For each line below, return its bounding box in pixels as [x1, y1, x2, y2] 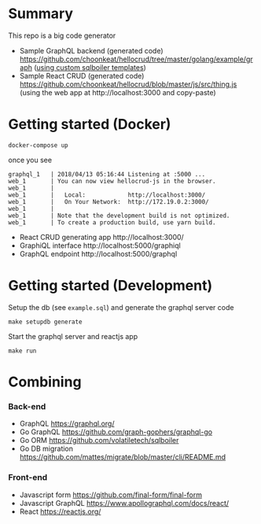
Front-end [8, 472, 48, 483]
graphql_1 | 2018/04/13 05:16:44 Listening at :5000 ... [8, 170, 206, 178]
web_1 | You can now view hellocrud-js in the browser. [8, 177, 216, 185]
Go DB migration [19, 444, 73, 453]
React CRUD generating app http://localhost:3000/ [19, 232, 185, 242]
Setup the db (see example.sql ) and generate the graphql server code [8, 302, 234, 312]
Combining [8, 373, 82, 390]
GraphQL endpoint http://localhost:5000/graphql [19, 249, 178, 258]
